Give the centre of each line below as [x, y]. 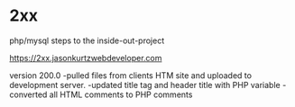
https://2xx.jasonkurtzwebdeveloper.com [86, 58]
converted [28, 94]
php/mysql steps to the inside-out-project [87, 40]
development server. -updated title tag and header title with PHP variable [145, 85]
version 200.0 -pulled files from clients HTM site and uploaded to [131, 75]
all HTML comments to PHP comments [121, 94]
